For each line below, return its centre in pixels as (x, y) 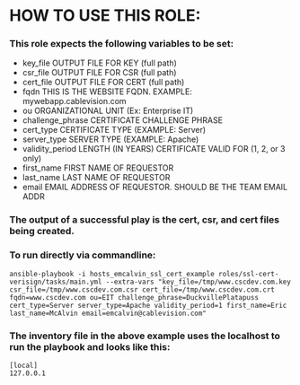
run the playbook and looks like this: (90, 346)
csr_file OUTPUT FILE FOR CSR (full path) (99, 73)
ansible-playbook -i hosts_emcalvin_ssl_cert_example (112, 274)
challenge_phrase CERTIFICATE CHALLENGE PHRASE (122, 120)
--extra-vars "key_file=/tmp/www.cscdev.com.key (199, 282)
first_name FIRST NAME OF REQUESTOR (98, 168)
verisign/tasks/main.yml (56, 282)
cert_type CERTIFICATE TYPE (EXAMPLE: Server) (114, 130)
